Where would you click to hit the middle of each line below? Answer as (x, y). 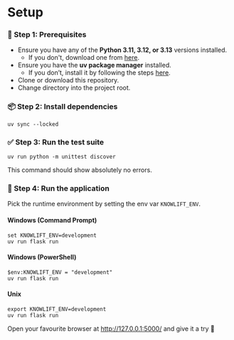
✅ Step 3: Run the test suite (56, 142)
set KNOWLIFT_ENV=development (52, 235)
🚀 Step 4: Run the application (59, 188)
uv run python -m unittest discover (62, 157)
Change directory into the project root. (74, 88)
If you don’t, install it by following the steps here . (99, 73)
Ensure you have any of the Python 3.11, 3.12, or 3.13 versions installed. (122, 50)
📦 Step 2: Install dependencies (63, 107)
